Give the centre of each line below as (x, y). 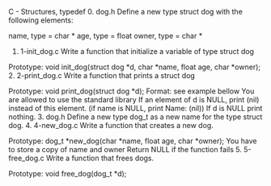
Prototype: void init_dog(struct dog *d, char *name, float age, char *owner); (135, 67)
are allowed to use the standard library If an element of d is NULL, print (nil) (134, 99)
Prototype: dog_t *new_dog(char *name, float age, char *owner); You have (133, 141)
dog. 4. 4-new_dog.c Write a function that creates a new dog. (111, 125)
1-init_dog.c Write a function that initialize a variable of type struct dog (137, 51)
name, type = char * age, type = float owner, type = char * (106, 36)
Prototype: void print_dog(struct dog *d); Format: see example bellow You (131, 91)
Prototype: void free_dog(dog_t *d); (68, 174)
